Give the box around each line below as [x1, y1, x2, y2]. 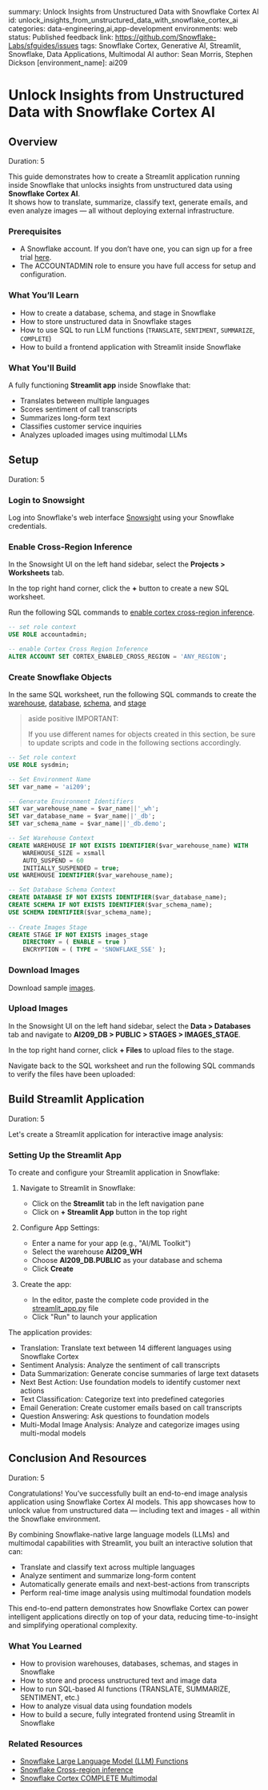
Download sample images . [8, 983, 96, 992]
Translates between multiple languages [19, 396, 150, 405]
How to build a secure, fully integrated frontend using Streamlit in [19, 1710, 235, 1719]
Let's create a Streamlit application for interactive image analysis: [8, 1129, 224, 1139]
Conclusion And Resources [8, 1451, 147, 1465]
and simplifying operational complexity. [8, 1620, 138, 1630]
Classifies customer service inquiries [19, 421, 142, 431]
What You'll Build [8, 362, 77, 373]
